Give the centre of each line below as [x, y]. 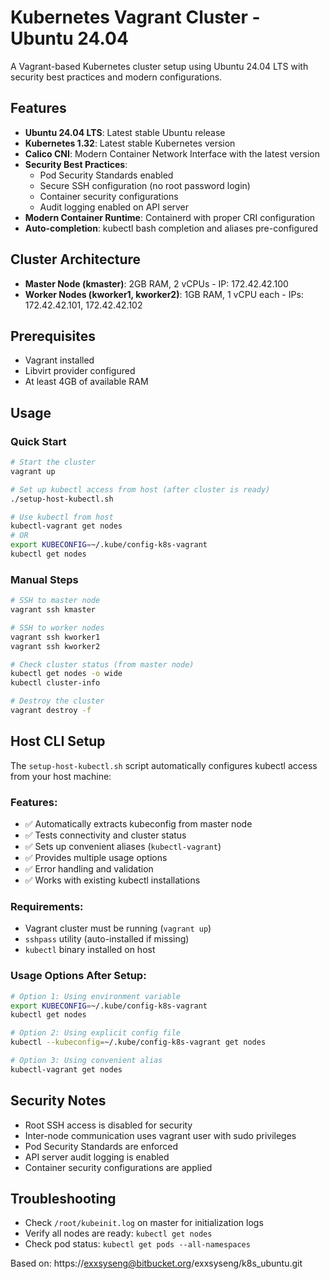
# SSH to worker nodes [57, 627]
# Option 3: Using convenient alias [86, 1061]
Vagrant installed [59, 360]
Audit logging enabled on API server [114, 207]
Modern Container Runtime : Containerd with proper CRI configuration [170, 217]
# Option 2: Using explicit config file [96, 1033]
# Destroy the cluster [57, 701]
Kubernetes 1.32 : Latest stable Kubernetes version [130, 143]
